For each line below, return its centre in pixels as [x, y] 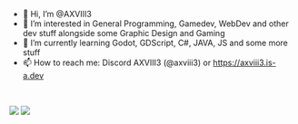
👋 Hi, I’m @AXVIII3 [57, 14]
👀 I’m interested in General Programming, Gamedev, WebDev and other [155, 24]
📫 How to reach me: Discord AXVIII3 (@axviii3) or [117, 62]
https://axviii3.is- [245, 62]
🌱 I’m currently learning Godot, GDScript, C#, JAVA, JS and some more [155, 43]
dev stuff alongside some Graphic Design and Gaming [124, 33]
